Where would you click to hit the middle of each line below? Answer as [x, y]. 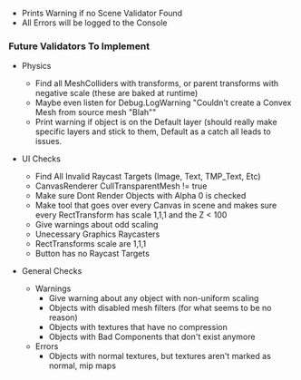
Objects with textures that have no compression [138, 327]
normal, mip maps [83, 365]
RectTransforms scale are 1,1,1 [91, 244]
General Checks [52, 271]
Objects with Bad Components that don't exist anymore [152, 337]
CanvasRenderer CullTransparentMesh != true [121, 186]
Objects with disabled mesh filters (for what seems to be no [160, 308]
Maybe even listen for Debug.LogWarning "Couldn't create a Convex [163, 102]
